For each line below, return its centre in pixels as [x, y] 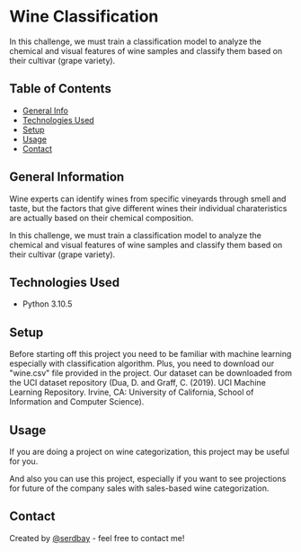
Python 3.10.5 [47, 304]
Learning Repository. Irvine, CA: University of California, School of [132, 392]
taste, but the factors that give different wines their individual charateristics [148, 208]
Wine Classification [84, 17]
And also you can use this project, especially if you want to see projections [148, 479]
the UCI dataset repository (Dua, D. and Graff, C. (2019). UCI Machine [138, 383]
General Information [67, 177]
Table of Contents [61, 89]
